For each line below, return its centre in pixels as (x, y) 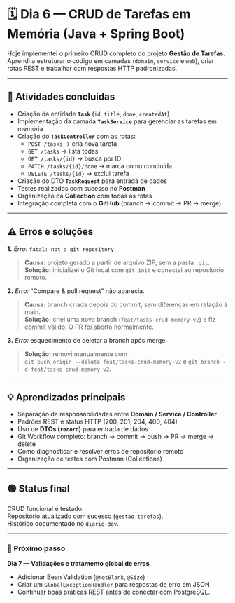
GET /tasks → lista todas (63, 151)
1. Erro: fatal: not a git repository (60, 249)
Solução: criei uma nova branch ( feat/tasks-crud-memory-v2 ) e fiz (120, 319)
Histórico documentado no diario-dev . (63, 524)
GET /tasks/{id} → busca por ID (74, 158)
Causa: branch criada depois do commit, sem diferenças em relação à (126, 304)
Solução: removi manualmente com (76, 354)
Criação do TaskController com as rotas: (77, 136)
